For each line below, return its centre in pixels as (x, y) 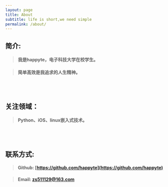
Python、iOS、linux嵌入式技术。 (52, 120)
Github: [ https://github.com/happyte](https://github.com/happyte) (90, 168)
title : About (19, 15)
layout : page (19, 10)
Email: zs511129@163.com (46, 179)
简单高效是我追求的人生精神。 (49, 72)
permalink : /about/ (26, 24)
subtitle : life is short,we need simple (49, 19)
